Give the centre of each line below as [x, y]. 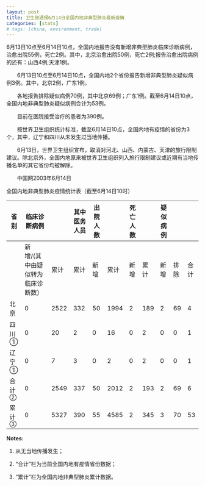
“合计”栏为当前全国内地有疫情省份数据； [66, 464]
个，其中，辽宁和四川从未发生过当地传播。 [60, 137]
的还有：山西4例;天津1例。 [39, 62]
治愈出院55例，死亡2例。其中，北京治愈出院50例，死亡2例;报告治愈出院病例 [103, 55]
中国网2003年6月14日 [44, 178]
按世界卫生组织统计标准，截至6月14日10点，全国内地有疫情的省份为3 [103, 129]
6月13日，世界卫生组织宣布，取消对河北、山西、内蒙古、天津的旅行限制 [107, 150]
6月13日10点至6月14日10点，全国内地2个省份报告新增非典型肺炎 [97, 75]
